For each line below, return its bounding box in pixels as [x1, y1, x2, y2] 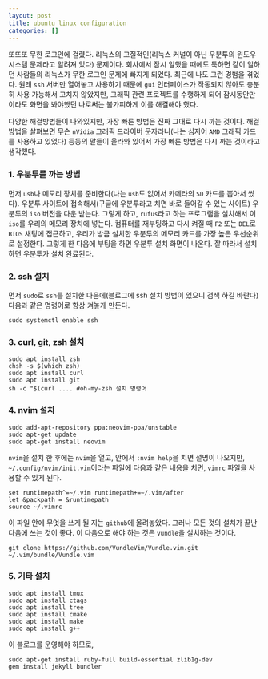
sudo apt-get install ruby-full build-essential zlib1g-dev [8, 655, 214, 664]
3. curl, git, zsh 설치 [8, 336, 85, 347]
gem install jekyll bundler [8, 662, 102, 670]
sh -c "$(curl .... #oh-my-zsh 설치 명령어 [8, 385, 147, 393]
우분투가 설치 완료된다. [22, 249, 94, 258]
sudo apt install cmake [8, 610, 88, 618]
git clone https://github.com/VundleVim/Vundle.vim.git [8, 544, 198, 552]
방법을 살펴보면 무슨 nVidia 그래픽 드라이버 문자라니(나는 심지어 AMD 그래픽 [8, 127, 242, 136]
